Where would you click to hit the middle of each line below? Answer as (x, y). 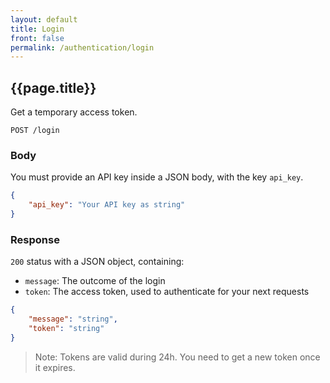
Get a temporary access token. (74, 112)
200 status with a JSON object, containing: (97, 262)
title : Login (37, 29)
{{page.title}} (53, 87)
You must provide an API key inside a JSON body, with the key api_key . (157, 177)
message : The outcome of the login (95, 281)
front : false (37, 38)
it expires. (55, 367)
